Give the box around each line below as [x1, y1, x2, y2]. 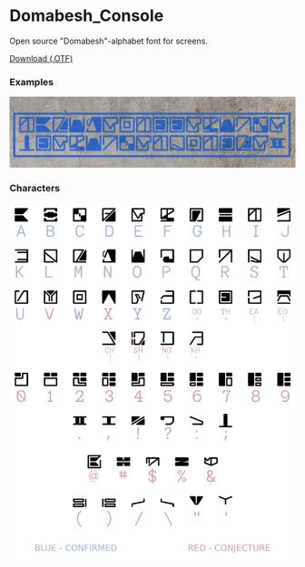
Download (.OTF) [9, 53, 74, 64]
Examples [9, 75, 54, 88]
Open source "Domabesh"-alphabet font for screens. [9, 35, 209, 46]
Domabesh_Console [9, 5, 164, 26]
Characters [9, 181, 61, 194]
